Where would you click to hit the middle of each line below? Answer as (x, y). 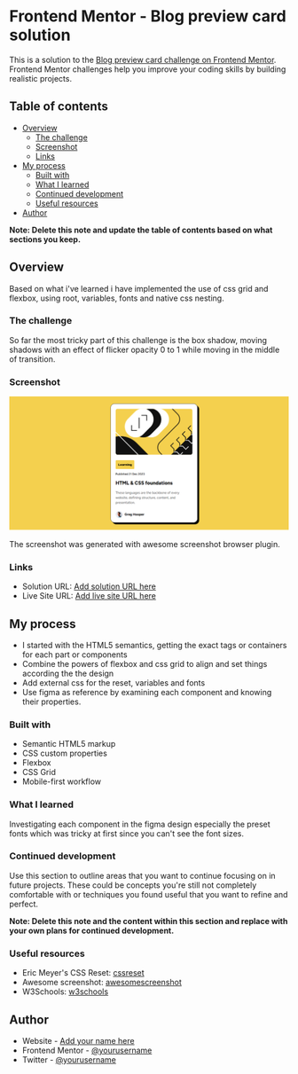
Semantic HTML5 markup (69, 744)
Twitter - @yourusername (69, 1059)
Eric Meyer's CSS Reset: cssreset (83, 973)
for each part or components (74, 655)
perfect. (24, 904)
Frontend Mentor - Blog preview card (148, 16)
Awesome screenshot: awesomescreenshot (102, 983)
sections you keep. (45, 239)
